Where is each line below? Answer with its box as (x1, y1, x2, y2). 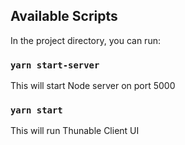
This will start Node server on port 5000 (10, 80, 176, 92)
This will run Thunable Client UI (10, 125, 140, 137)
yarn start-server (10, 59, 100, 71)
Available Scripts (10, 8, 118, 25)
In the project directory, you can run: (10, 34, 161, 46)
